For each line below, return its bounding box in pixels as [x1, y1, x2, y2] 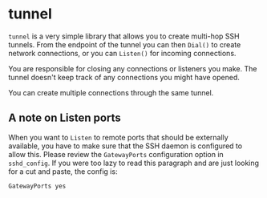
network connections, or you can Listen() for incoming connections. [8, 48, 237, 58]
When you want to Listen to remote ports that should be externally [8, 132, 229, 142]
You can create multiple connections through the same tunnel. [8, 87, 214, 97]
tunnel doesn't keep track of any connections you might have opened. [8, 72, 241, 82]
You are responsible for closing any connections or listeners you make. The [8, 63, 257, 73]
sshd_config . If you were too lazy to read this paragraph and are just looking [8, 158, 259, 168]
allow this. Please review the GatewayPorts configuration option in [8, 149, 225, 159]
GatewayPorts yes [8, 182, 67, 190]
